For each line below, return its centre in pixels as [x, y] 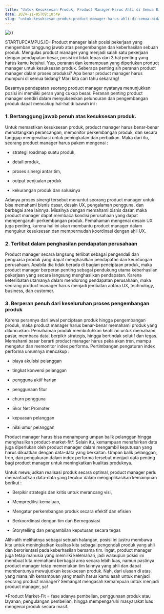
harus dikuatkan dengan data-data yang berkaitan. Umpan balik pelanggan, [81, 453]
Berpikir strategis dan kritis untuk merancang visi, [62, 492]
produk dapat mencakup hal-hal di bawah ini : [51, 104]
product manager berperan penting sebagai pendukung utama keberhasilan [81, 270]
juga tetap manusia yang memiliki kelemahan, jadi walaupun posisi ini [75, 555]
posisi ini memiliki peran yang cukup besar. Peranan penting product [74, 93]
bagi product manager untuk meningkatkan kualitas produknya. [69, 463]
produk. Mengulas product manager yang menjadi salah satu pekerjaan [77, 52]
